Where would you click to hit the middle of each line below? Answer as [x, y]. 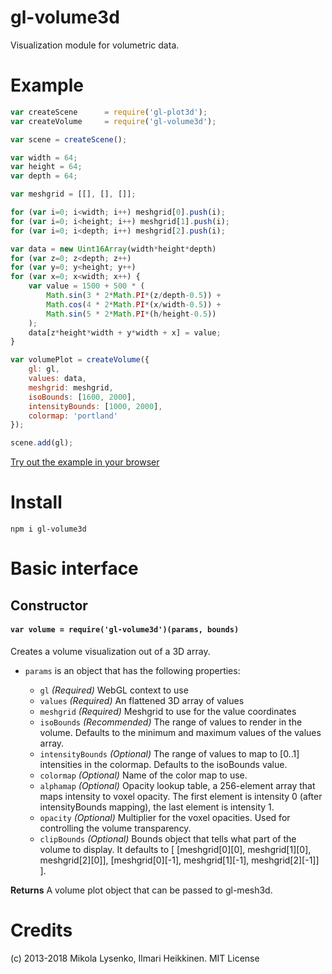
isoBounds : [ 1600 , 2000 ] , [82, 397]
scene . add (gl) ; [42, 443]
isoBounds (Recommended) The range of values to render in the [171, 722]
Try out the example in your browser [85, 462]
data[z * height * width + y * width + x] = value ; [125, 332]
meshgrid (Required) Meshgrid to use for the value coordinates [168, 711]
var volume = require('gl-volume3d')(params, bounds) [125, 630]
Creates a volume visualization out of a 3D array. [110, 651]
